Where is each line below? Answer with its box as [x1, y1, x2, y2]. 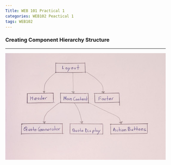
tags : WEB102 [5, 19, 33, 24]
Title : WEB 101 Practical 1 [5, 8, 65, 13]
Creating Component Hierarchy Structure [5, 36, 110, 43]
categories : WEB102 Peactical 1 [5, 13, 74, 19]
